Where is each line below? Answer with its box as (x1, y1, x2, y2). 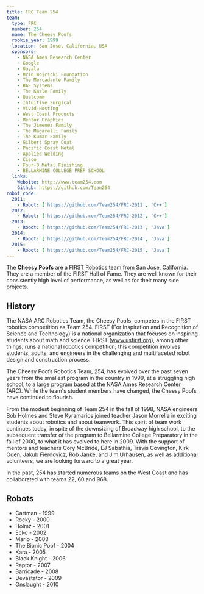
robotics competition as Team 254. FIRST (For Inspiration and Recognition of (6, 324, 199, 331)
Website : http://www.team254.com (17, 179, 102, 185)
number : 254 (12, 26, 43, 32)
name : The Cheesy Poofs (12, 32, 72, 38)
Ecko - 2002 (15, 529, 47, 536)
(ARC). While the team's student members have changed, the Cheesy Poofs (6, 387, 197, 395)
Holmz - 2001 (15, 523, 50, 529)
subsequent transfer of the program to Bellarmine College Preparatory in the (6, 431, 198, 439)
